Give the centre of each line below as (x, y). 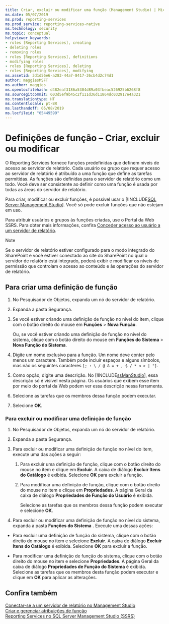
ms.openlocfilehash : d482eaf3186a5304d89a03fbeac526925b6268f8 (73, 90)
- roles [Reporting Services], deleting (48, 66)
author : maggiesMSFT (27, 80)
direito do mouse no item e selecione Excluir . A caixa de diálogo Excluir (87, 541)
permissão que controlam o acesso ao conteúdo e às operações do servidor (84, 266)
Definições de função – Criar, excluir (82, 138)
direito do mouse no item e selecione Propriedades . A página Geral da (86, 561)
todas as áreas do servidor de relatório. (46, 189)
